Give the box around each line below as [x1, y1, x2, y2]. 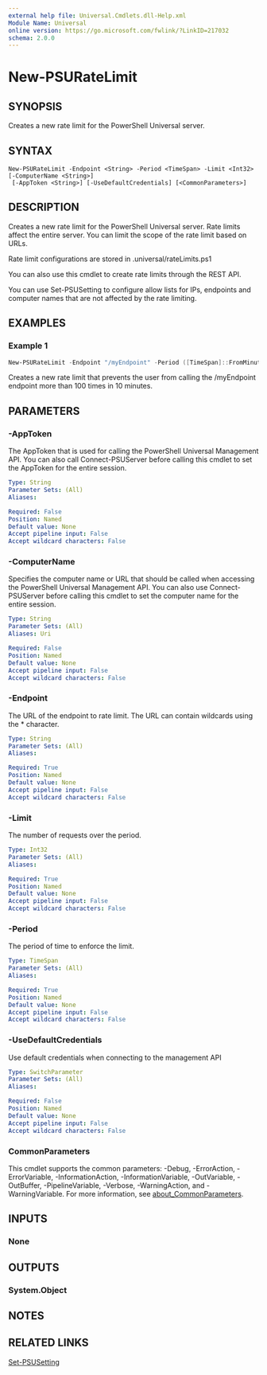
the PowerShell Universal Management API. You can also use [8, 583, 208, 592]
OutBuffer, [8, 1180, 42, 1190]
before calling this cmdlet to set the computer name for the [45, 591, 239, 601]
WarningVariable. [8, 1189, 65, 1198]
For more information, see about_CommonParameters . [66, 1189, 244, 1198]
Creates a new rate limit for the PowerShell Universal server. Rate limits [8, 221, 241, 231]
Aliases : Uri [8, 630, 52, 638]
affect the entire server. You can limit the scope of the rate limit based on [8, 230, 247, 240]
